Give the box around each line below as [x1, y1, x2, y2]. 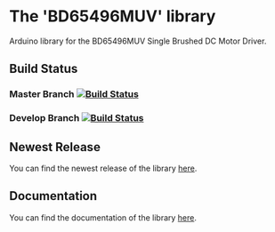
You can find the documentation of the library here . [9, 212, 198, 223]
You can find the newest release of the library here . [9, 163, 198, 173]
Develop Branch [9, 112, 80, 124]
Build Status [9, 61, 78, 76]
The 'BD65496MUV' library [9, 6, 216, 27]
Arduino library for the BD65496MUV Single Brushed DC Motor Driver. [9, 36, 267, 46]
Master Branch [9, 88, 75, 100]
